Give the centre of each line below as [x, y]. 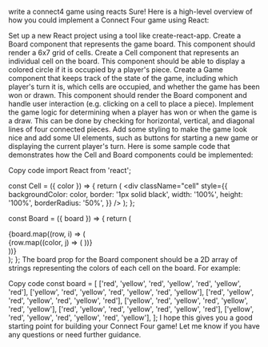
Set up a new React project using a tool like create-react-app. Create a [125, 36]
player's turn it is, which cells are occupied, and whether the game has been [134, 87]
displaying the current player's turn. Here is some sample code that [119, 146]
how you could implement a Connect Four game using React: [109, 20]
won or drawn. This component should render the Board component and [128, 95]
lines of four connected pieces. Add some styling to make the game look [128, 129]
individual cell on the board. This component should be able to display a [127, 61]
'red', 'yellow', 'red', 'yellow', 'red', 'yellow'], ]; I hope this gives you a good [131, 317]
